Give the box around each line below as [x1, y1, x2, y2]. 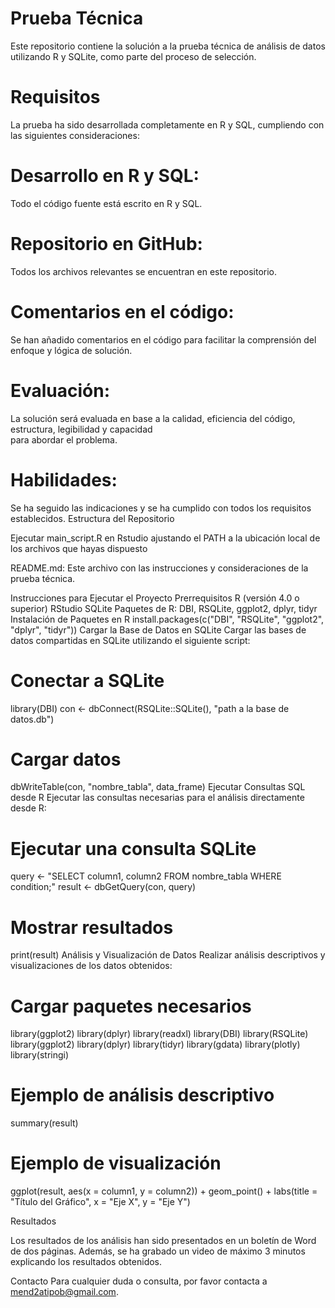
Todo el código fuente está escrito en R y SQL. [10, 197, 203, 209]
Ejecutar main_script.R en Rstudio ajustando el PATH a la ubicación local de [10, 532, 321, 544]
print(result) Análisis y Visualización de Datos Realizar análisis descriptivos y [10, 949, 326, 961]
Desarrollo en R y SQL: [10, 165, 200, 187]
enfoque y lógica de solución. [10, 344, 133, 356]
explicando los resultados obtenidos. [10, 1256, 163, 1268]
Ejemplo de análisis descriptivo [10, 1084, 275, 1107]
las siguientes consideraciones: [10, 129, 140, 141]
